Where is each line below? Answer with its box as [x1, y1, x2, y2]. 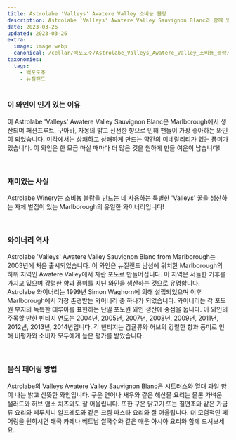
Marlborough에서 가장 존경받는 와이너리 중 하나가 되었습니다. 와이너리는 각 [7, 296, 214, 305]
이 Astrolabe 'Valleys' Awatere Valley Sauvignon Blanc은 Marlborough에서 [7, 117, 219, 126]
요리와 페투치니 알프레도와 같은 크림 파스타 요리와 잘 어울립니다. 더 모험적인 [14, 408, 221, 416]
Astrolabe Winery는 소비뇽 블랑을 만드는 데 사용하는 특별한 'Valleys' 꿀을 [7, 194, 209, 202]
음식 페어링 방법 [7, 364, 58, 374]
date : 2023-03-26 [7, 23, 58, 30]
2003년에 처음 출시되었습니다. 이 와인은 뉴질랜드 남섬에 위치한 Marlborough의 [7, 261, 223, 270]
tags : [13, 62, 30, 69]
